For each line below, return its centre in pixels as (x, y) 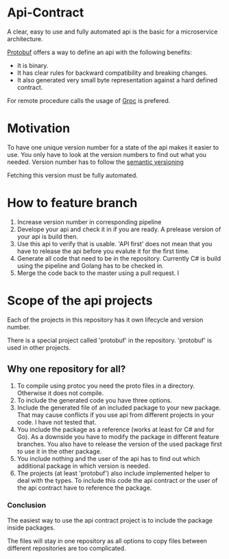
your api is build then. (48, 236)
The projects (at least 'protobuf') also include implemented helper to (113, 473)
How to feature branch (72, 203)
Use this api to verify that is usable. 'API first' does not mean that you (114, 243)
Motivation (39, 129)
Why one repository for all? (67, 369)
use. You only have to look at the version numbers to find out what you (107, 154)
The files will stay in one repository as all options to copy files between (107, 540)
